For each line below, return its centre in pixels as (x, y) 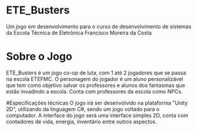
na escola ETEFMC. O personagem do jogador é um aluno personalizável (95, 79)
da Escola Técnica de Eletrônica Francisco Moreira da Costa (79, 32)
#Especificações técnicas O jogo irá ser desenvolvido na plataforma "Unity (97, 103)
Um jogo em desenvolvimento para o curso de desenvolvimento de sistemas (99, 26)
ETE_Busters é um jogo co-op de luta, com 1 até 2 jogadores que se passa (96, 73)
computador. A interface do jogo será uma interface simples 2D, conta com (97, 115)
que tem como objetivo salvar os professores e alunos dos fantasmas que (96, 85)
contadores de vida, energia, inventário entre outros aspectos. (81, 122)
